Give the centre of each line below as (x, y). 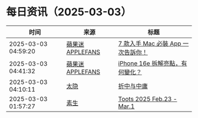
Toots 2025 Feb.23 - (148, 99)
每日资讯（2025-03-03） (69, 12)
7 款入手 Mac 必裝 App (150, 43)
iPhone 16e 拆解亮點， (150, 63)
